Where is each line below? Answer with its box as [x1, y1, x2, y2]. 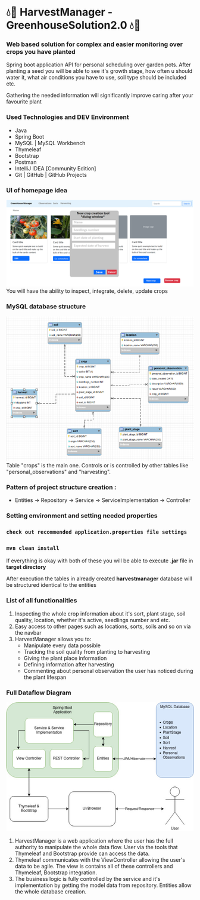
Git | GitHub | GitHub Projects [14, 171, 87, 178]
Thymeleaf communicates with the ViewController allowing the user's [14, 856, 186, 864]
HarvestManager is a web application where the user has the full [14, 837, 174, 844]
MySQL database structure [6, 302, 86, 311]
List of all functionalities [6, 596, 77, 605]
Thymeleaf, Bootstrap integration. [14, 869, 97, 876]
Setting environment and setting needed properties [6, 512, 158, 520]
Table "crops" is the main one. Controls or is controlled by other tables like [6, 461, 189, 469]
